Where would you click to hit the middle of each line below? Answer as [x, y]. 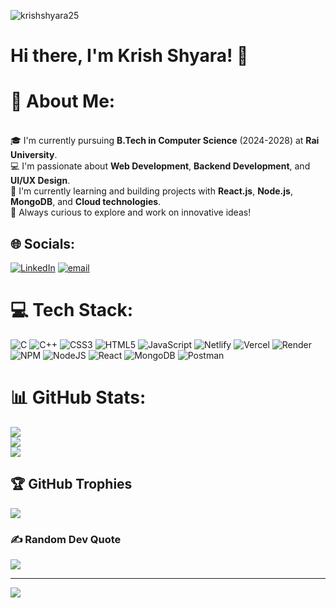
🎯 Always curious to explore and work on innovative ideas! [131, 212]
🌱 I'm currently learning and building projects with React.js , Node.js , [151, 191]
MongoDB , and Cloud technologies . [86, 202]
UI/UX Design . [40, 181]
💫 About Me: [63, 101]
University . [34, 155]
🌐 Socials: [43, 243]
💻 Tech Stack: [72, 310]
